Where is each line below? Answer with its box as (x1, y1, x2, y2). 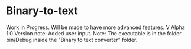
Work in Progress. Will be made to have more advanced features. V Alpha (6, 24, 185, 31)
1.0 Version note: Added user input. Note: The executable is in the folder (6, 30, 182, 37)
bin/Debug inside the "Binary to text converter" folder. (6, 36, 138, 43)
